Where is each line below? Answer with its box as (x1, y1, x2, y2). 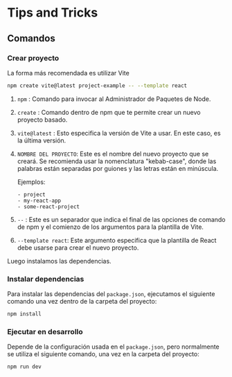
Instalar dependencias (7, 274, 84, 284)
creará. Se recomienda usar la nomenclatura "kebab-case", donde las (17, 157, 217, 165)
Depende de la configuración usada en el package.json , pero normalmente (7, 342, 220, 351)
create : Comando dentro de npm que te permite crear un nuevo (17, 108, 201, 116)
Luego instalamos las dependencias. (7, 257, 112, 265)
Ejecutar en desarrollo (7, 327, 83, 336)
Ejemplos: (17, 178, 46, 186)
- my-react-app (17, 197, 62, 204)
